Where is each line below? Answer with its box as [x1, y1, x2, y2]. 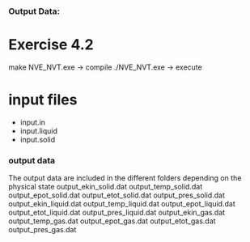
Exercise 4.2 [8, 36, 95, 54]
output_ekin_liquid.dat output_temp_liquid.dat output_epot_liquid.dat [8, 199, 236, 209]
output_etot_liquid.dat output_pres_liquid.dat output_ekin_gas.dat [8, 208, 226, 218]
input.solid [19, 134, 56, 144]
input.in [19, 117, 46, 127]
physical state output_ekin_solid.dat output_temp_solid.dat [8, 182, 203, 192]
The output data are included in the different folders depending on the [8, 173, 242, 183]
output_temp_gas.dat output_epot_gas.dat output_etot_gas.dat [8, 216, 216, 226]
